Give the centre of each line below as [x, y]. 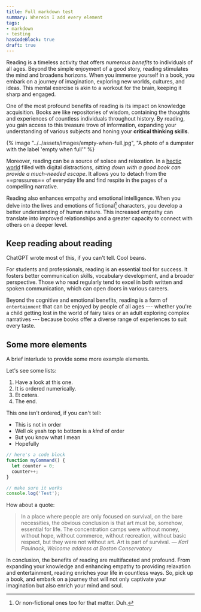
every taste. [21, 326]
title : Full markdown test [40, 12]
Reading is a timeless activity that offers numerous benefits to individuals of [100, 62]
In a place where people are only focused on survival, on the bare [102, 517]
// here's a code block [36, 455]
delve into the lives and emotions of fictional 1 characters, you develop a [94, 205]
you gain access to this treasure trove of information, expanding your [91, 125]
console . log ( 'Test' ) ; [33, 493]
